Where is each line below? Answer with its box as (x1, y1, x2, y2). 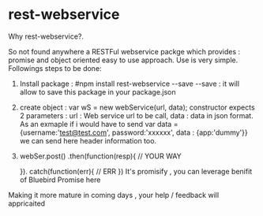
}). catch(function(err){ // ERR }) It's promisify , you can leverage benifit (19, 166, 253, 176)
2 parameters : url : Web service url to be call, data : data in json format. (19, 110, 254, 120)
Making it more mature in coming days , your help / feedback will (8, 190, 220, 199)
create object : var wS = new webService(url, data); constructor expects (19, 102, 255, 112)
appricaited (8, 199, 46, 208)
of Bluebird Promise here (19, 175, 101, 184)
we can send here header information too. (19, 136, 156, 145)
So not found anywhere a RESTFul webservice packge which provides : (8, 47, 241, 56)
